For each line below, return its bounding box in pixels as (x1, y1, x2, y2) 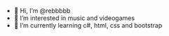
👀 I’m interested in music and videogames (13, 14, 135, 22)
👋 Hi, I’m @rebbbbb (13, 7, 71, 15)
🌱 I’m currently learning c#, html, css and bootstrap (13, 21, 163, 29)
